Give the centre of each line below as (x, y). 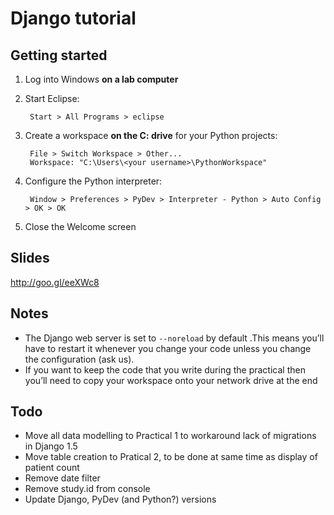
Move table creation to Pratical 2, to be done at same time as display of (171, 457)
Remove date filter (62, 478)
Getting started (59, 55)
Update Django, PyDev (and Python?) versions (120, 499)
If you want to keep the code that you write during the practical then (165, 369)
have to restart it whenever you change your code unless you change (168, 348)
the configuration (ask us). (79, 359)
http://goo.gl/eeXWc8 (55, 282)
